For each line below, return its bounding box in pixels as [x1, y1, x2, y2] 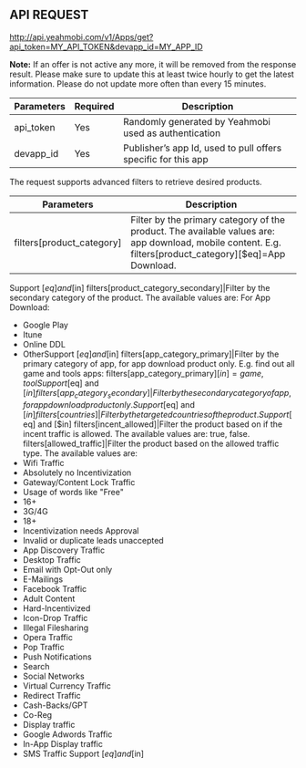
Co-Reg [22, 709, 53, 720]
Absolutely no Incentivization [22, 467, 132, 478]
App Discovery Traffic [22, 545, 106, 555]
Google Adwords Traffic [22, 729, 113, 740]
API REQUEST [9, 7, 89, 23]
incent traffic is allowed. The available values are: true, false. [22, 428, 250, 439]
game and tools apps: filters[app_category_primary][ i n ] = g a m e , [22, 368, 264, 379]
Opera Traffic [22, 631, 73, 642]
